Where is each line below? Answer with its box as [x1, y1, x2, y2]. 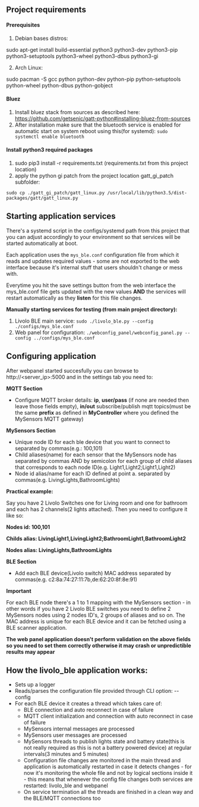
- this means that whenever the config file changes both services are [23, 776, 193, 783]
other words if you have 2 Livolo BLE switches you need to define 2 [6, 605, 171, 612]
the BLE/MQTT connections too [23, 795, 101, 802]
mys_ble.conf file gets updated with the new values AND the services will [6, 288, 186, 295]
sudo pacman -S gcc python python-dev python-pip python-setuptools [6, 75, 181, 83]
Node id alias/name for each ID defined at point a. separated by [14, 469, 170, 477]
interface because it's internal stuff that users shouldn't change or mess [6, 264, 183, 271]
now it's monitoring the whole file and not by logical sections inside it [23, 770, 193, 777]
